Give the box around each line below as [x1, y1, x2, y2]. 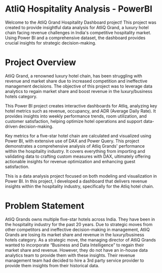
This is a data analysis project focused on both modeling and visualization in [5, 173, 157, 179]
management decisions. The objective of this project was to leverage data [5, 83, 153, 89]
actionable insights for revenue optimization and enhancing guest [5, 158, 135, 164]
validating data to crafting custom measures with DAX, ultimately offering [5, 153, 151, 159]
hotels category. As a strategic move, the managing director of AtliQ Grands [5, 237, 156, 243]
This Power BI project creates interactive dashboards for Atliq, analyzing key [5, 103, 157, 108]
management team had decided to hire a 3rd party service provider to [5, 258, 144, 263]
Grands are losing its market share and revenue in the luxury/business [5, 231, 145, 238]
